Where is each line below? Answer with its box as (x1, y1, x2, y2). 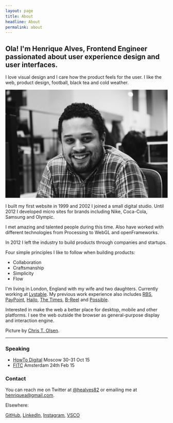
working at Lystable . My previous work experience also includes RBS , (5, 291, 153, 297)
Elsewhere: (5, 402, 29, 409)
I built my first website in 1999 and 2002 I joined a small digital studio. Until (5, 203, 164, 209)
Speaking (5, 345, 30, 352)
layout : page (5, 8, 33, 13)
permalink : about (5, 25, 43, 30)
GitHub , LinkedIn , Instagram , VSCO (5, 412, 80, 418)
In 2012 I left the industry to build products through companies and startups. (5, 239, 167, 245)
